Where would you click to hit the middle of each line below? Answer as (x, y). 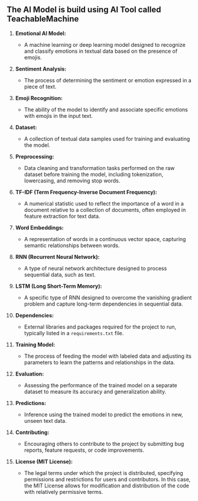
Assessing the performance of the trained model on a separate (100, 385)
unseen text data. (45, 420)
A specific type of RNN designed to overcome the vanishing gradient (108, 297)
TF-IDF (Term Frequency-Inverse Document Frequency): (86, 192)
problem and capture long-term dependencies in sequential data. (103, 304)
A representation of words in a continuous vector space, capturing (105, 239)
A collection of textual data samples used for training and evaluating (107, 139)
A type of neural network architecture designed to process (95, 268)
